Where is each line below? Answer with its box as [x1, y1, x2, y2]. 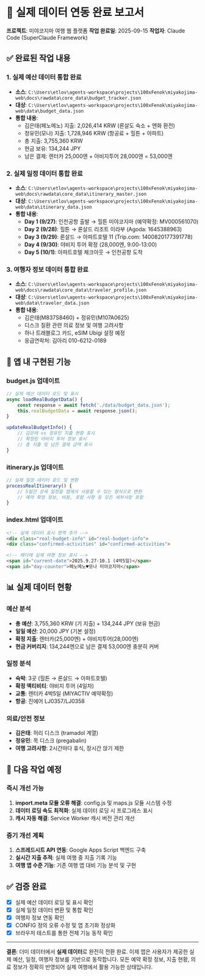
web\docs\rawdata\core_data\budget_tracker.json [15, 95, 142, 101]
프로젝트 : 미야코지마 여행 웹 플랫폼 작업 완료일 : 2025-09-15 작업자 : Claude [6, 27, 185, 34]
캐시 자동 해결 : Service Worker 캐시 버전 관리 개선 [15, 814, 135, 822]
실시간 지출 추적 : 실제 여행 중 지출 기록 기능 [15, 854, 117, 862]
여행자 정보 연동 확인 [15, 914, 65, 922]
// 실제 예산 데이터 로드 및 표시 [6, 390, 79, 397]
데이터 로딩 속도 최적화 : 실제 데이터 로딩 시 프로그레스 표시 [15, 807, 153, 814]
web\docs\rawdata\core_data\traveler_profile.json [15, 287, 147, 294]
